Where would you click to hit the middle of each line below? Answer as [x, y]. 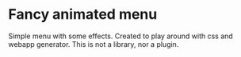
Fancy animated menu [83, 14]
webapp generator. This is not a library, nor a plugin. [94, 44]
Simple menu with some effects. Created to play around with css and [121, 36]
